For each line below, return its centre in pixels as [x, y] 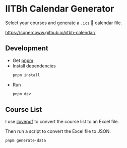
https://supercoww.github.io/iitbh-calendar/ [50, 32]
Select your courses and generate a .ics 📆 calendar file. [64, 23]
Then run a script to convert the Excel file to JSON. [58, 131]
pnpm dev [22, 94]
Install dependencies [34, 65]
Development [27, 48]
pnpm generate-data [26, 141]
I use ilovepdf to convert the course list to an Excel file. [62, 122]
